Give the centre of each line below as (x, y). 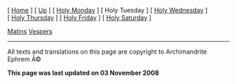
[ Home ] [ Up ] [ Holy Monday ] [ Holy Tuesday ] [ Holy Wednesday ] (108, 10)
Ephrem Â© (24, 59)
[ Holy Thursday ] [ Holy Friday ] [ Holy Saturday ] (79, 18)
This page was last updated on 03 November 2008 (83, 73)
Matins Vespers (30, 31)
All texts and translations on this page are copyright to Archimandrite (107, 52)
